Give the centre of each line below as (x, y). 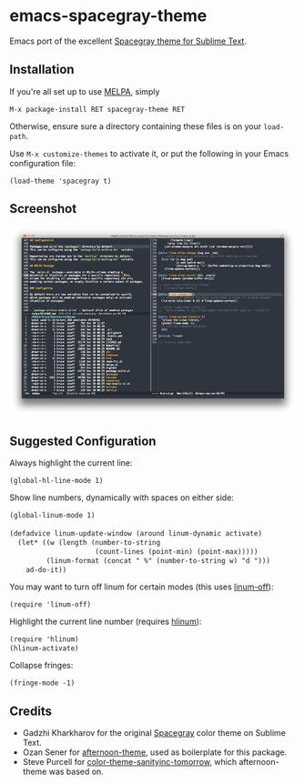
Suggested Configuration (83, 441)
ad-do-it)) (46, 570)
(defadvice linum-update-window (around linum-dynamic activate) (136, 534)
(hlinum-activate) (44, 648)
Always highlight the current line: (71, 463)
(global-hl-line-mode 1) (56, 481)
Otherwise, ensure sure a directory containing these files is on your (136, 126)
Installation (42, 70)
